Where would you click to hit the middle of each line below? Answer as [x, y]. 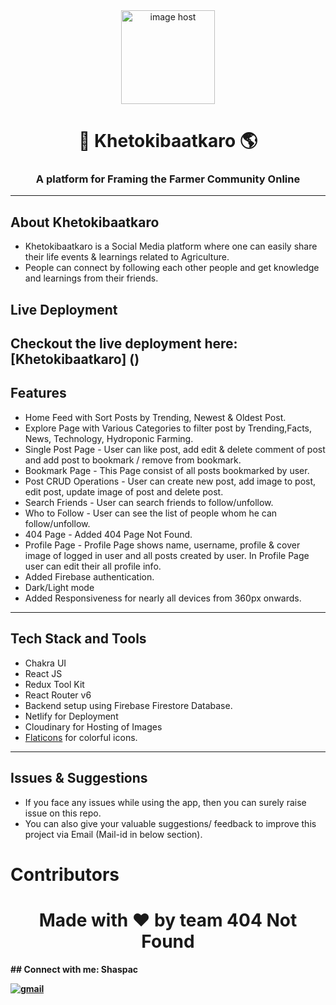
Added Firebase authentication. [89, 576]
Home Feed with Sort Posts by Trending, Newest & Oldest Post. [155, 417]
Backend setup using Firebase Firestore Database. [128, 705]
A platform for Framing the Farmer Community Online [168, 179]
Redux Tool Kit [54, 684]
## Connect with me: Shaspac [74, 969]
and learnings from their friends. [91, 278]
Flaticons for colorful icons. [81, 737]
